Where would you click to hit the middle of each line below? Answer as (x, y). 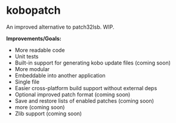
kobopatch (33, 10)
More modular (32, 69)
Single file (27, 82)
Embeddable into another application (60, 75)
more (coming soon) (40, 107)
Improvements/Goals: (34, 38)
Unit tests (27, 56)
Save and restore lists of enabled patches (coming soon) (84, 101)
